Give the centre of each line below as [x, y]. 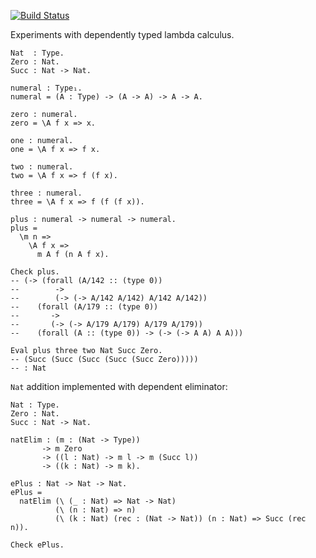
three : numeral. [46, 193]
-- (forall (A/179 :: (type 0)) [84, 307]
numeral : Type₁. [46, 88]
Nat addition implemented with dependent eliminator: [119, 386]
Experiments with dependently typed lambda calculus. [122, 34]
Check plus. [35, 272]
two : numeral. [42, 167]
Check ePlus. [37, 545]
